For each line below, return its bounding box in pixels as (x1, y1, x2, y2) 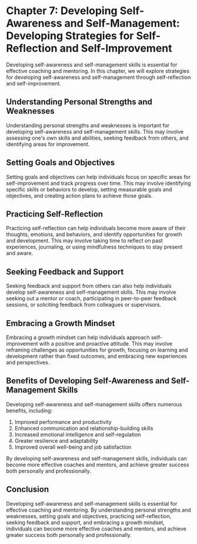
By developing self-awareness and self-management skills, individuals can (6, 455, 187, 462)
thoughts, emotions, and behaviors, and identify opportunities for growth (6, 231, 182, 238)
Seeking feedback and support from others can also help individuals (6, 283, 172, 290)
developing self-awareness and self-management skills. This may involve (6, 128, 184, 135)
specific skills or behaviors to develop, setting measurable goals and (6, 185, 172, 193)
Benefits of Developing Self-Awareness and (6, 376, 169, 386)
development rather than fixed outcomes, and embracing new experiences (6, 353, 187, 360)
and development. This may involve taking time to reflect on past (6, 237, 163, 244)
